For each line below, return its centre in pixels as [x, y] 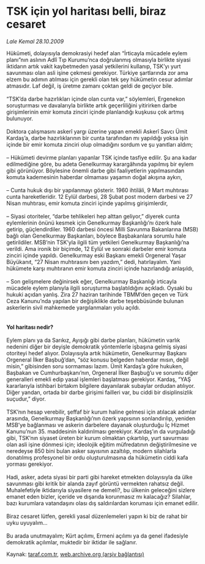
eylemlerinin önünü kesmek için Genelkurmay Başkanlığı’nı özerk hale [94, 223]
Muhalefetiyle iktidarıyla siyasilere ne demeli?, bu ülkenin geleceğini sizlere [101, 490]
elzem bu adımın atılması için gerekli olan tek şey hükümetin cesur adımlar [100, 79]
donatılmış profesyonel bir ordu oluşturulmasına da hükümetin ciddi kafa [97, 457]
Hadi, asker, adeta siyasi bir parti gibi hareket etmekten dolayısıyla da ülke [99, 477]
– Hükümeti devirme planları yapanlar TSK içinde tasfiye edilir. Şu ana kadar [102, 157]
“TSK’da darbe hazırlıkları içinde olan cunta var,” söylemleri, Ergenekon [96, 99]
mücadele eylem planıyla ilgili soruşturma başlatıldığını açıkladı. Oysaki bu [99, 288]
